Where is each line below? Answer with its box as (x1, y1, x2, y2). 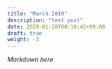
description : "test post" (7, 17, 83, 24)
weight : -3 (7, 36, 39, 43)
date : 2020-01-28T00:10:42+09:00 (7, 23, 106, 30)
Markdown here (7, 55, 54, 63)
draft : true (7, 29, 42, 37)
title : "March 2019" (7, 10, 68, 17)
